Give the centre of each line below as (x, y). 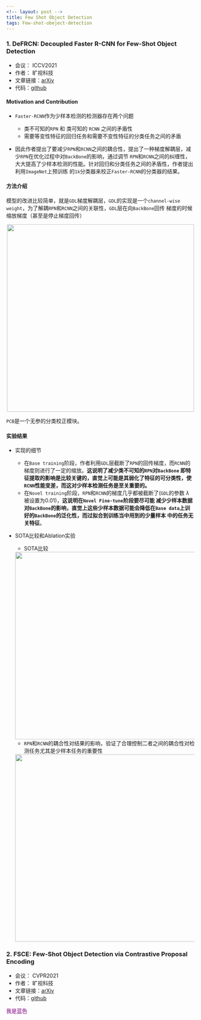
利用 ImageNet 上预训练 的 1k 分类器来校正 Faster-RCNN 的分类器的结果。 (99, 171)
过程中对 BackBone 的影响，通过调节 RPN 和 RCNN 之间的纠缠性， (117, 156)
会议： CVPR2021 (36, 976)
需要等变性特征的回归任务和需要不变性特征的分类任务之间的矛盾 (102, 136)
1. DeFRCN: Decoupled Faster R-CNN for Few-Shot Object (92, 44)
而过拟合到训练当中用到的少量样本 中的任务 (135, 516)
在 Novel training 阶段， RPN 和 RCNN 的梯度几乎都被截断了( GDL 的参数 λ (106, 493)
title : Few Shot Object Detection (49, 17)
